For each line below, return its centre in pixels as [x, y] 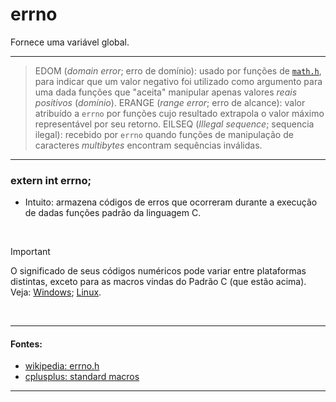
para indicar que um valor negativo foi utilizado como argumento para [178, 81]
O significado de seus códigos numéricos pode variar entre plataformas [158, 271]
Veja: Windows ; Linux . [56, 292]
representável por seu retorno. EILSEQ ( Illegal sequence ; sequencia [174, 124]
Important [30, 252]
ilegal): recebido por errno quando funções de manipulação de [164, 134]
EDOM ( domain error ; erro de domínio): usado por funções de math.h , [178, 70]
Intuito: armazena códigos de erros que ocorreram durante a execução [171, 202]
